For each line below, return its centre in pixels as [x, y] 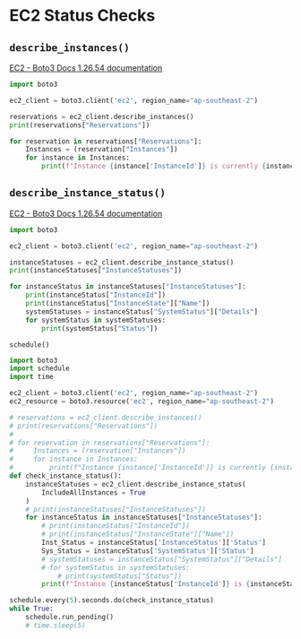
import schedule [39, 368]
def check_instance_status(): [66, 476]
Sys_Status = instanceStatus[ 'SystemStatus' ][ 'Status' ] [148, 551]
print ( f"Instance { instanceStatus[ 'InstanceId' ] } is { [146, 584]
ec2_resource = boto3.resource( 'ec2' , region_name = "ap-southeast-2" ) [142, 402]
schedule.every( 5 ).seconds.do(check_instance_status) [112, 600]
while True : [31, 609]
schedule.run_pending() [70, 617]
